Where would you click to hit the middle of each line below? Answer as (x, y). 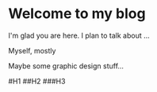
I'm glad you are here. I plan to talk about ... (79, 35)
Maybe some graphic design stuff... (66, 66)
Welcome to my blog (77, 14)
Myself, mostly (32, 50)
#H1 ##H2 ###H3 (37, 81)
